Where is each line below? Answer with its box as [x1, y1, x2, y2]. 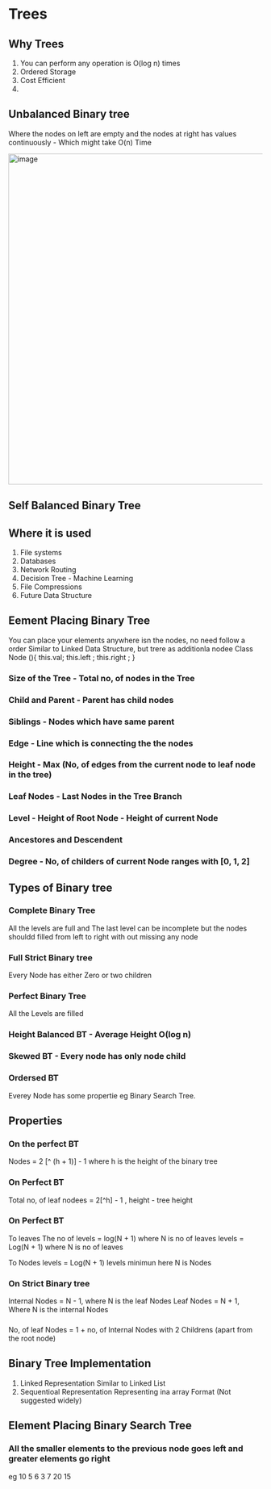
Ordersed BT [8, 1073, 59, 1084]
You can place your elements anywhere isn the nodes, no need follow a [8, 635, 246, 645]
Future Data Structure [19, 591, 93, 600]
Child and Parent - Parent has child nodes [8, 694, 174, 705]
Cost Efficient [19, 76, 66, 85]
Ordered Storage [19, 67, 77, 77]
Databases [19, 556, 56, 566]
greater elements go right [8, 1453, 110, 1465]
